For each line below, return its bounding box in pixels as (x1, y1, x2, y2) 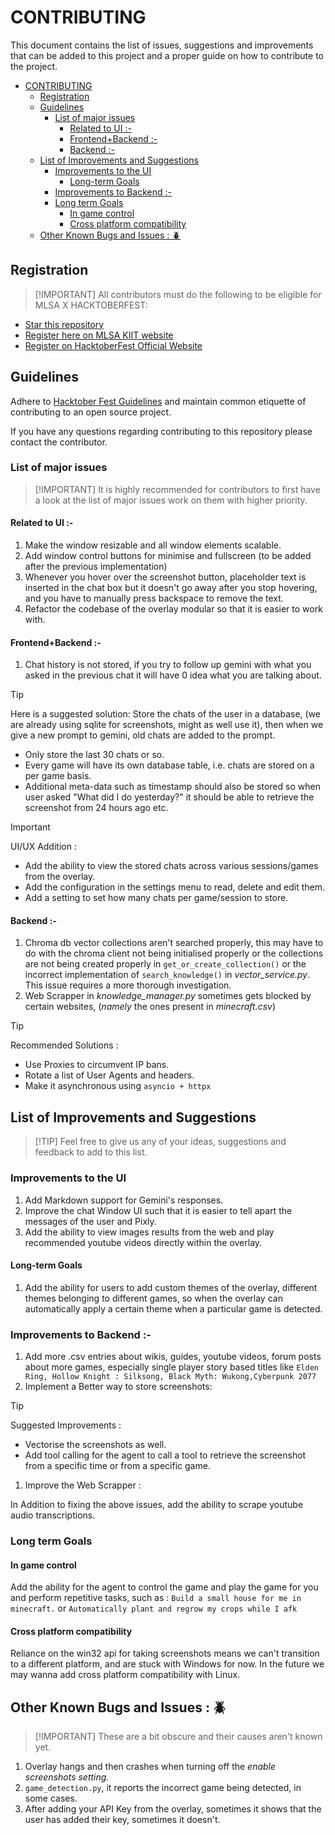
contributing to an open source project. (10, 406, 172, 418)
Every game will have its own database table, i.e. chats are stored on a (24, 759, 315, 771)
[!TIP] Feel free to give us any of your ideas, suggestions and (34, 1136, 287, 1148)
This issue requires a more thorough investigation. (24, 979, 232, 991)
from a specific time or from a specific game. (24, 1460, 211, 1472)
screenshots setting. (24, 1771, 110, 1783)
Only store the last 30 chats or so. (24, 749, 165, 761)
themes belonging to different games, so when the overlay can (24, 1292, 283, 1304)
